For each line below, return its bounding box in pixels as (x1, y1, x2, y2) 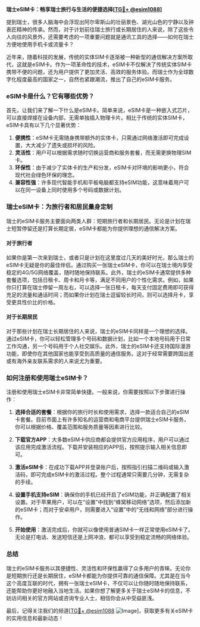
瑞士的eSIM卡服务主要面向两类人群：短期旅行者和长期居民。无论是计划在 (6, 217, 186, 224)
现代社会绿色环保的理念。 (14, 171, 78, 179)
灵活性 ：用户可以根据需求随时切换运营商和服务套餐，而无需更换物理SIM (14, 149, 192, 157)
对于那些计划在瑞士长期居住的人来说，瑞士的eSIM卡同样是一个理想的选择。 (6, 327, 191, 335)
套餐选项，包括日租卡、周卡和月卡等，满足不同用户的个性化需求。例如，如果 (6, 276, 194, 283)
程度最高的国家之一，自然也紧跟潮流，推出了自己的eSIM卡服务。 (16, 76, 176, 83)
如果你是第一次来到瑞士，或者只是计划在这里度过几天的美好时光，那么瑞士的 (6, 254, 194, 261)
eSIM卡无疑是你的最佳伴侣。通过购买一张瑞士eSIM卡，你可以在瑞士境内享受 (6, 261, 193, 269)
